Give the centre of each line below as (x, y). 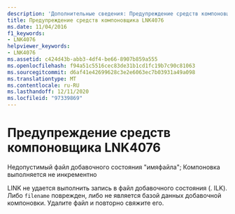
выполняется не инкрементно (52, 174)
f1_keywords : (26, 33)
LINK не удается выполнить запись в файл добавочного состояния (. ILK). (117, 188)
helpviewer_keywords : (39, 46)
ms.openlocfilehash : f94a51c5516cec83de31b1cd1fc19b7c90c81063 (101, 66)
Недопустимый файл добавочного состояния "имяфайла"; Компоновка (114, 167)
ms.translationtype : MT (42, 79)
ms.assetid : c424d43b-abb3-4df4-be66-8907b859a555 (83, 59)
